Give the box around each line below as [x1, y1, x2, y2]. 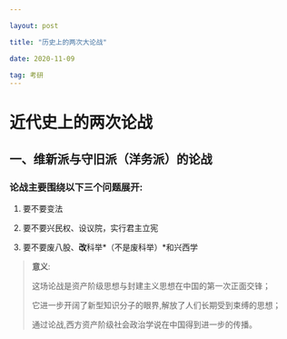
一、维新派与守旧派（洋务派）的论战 [9, 151, 213, 166]
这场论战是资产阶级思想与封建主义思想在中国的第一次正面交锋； [31, 281, 271, 292]
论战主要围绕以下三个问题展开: [9, 181, 143, 194]
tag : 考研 [9, 70, 44, 80]
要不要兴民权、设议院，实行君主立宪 [22, 223, 159, 234]
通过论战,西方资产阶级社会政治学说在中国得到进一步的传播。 [31, 319, 257, 330]
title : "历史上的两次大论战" [9, 37, 107, 46]
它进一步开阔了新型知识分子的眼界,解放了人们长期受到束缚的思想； [31, 300, 282, 311]
